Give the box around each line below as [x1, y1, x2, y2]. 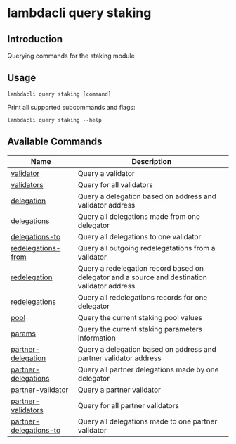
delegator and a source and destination [77, 272, 207, 282]
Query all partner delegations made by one [77, 364, 219, 374]
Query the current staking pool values [77, 312, 202, 322]
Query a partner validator [77, 385, 162, 395]
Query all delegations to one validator [77, 231, 202, 241]
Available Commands [7, 136, 103, 148]
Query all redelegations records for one [77, 292, 208, 302]
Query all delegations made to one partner [77, 417, 218, 426]
